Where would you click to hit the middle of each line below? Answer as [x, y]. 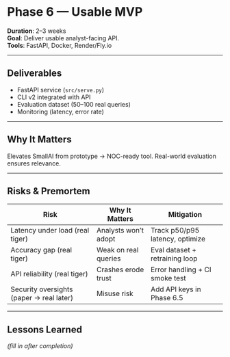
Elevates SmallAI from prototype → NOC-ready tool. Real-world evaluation [112, 156]
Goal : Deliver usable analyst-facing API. [63, 38]
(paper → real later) [42, 298]
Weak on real [118, 250]
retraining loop [174, 259]
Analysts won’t [120, 230]
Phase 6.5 [167, 298]
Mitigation [185, 215]
